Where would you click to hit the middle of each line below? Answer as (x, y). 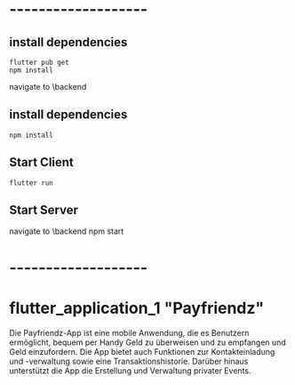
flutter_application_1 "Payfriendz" (137, 308)
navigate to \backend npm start (67, 231)
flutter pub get (39, 62)
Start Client (41, 162)
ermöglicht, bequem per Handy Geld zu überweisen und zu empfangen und (147, 342)
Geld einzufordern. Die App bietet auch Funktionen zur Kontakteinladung (142, 351)
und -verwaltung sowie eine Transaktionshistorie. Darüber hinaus (129, 361)
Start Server (44, 210)
